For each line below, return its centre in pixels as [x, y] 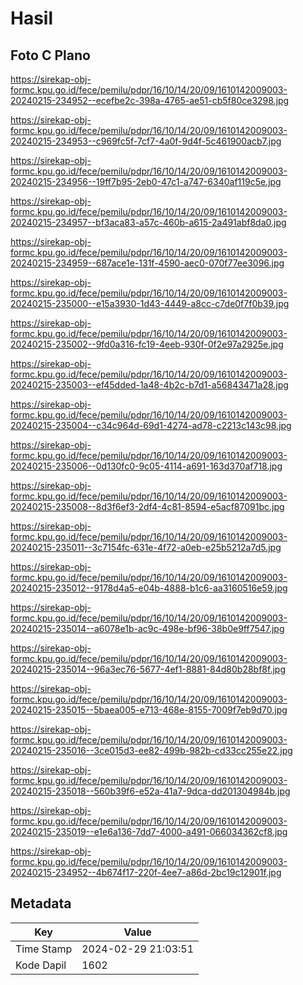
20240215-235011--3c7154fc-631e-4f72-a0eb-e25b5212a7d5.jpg [146, 547]
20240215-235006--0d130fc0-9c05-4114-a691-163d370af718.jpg [146, 466]
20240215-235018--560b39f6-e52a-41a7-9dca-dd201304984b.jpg [150, 791]
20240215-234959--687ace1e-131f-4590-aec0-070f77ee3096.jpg [147, 263]
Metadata [41, 903]
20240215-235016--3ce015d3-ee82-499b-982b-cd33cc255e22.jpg [151, 750]
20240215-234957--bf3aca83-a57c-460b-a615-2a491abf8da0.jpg [148, 222]
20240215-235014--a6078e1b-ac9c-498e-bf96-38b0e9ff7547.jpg [147, 628]
